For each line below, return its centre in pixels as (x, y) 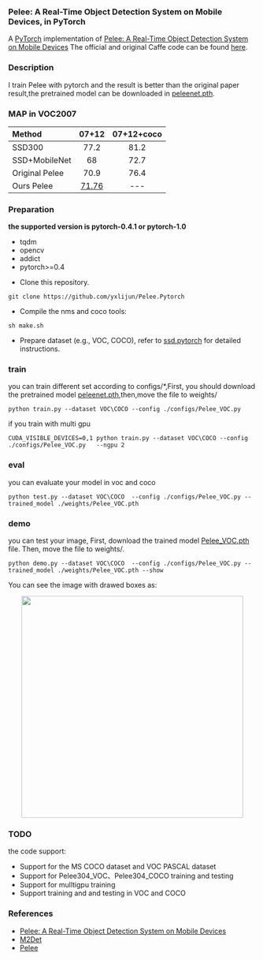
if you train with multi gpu (50, 424)
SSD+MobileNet (42, 160)
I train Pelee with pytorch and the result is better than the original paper (124, 84)
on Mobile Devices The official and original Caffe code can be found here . (128, 47)
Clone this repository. (54, 282)
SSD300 (28, 147)
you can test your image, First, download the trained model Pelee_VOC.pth (129, 541)
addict (30, 259)
